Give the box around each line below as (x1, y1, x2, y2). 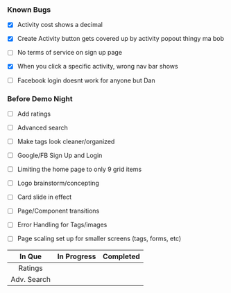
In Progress (57, 251, 96, 261)
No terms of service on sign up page (17, 48, 123, 57)
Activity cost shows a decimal (17, 21, 103, 29)
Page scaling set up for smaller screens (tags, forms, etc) (17, 234, 182, 243)
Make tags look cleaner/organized (17, 137, 115, 146)
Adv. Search (10, 274, 51, 284)
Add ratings (17, 109, 51, 118)
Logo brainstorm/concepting (17, 179, 99, 188)
